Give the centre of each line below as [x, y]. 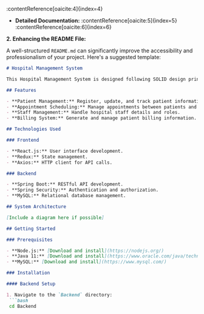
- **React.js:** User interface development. [65, 151]
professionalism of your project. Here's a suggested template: [83, 57]
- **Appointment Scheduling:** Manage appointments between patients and [102, 107]
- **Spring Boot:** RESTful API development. [65, 184]
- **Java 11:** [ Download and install [55, 256]
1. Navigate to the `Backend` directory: [59, 295]
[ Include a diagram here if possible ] [55, 218]
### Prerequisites [29, 240]
